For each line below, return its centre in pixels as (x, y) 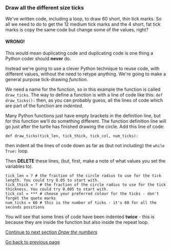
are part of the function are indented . (44, 105)
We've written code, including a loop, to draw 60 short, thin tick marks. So (83, 19)
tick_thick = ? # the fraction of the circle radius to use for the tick (86, 185)
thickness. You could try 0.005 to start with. (57, 189)
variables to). (19, 166)
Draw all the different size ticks (45, 8)
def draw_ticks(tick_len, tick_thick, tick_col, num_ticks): (72, 136)
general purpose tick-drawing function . (47, 79)
